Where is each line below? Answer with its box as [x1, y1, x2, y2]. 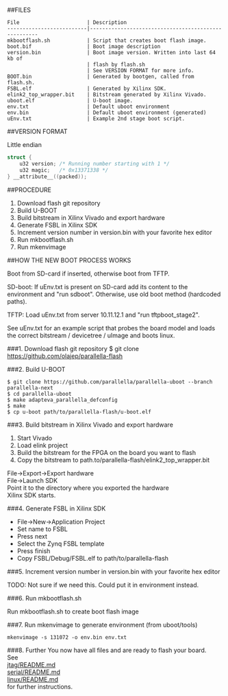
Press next [16, 532, 48, 540]
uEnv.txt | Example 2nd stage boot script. [7, 115, 186, 122]
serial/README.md [7, 668, 60, 676]
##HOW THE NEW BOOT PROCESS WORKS [7, 256, 131, 264]
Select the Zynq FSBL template [16, 539, 105, 548]
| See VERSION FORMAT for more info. [86, 67, 194, 74]
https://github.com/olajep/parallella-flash [7, 352, 123, 360]
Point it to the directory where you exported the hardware [7, 484, 169, 492]
